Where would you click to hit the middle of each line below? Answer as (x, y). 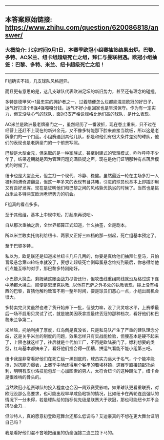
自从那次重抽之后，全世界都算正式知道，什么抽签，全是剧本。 (67, 225)
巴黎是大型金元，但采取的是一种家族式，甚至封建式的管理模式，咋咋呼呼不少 (82, 153)
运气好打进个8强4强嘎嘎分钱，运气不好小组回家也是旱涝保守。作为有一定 (78, 107)
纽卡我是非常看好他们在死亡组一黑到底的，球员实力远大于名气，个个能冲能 (80, 358)
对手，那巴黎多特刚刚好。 (56, 268)
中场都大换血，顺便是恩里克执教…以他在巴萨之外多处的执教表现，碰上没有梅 (82, 285)
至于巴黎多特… (20, 246)
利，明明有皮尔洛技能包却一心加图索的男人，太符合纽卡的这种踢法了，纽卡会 (82, 371)
